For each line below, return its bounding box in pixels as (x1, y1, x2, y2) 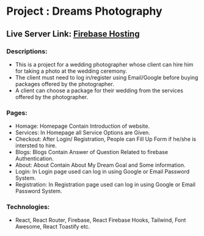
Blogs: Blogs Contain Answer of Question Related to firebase (15, 149, 169, 156)
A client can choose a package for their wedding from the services (15, 87, 183, 94)
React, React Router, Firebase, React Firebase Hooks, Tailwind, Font (15, 216, 186, 224)
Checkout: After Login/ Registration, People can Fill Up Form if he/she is (15, 136, 197, 143)
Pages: (6, 108, 27, 117)
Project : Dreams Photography (6, 4, 162, 18)
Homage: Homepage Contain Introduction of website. (15, 122, 150, 130)
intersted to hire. (15, 142, 57, 149)
